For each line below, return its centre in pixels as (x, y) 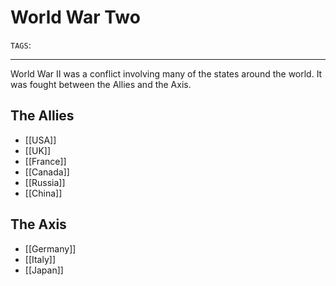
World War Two (75, 17)
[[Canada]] (47, 172)
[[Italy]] (40, 259)
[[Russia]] (45, 182)
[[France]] (45, 161)
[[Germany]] (50, 248)
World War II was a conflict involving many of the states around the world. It (166, 73)
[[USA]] (40, 140)
